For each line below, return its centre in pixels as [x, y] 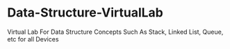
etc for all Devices [33, 39]
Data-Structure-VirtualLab [85, 13]
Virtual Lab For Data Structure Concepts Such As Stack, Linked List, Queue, [115, 32]
